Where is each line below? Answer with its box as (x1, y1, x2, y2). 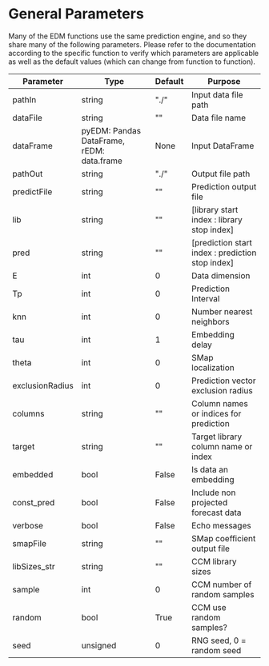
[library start (191, 204, 239, 215)
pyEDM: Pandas (81, 125, 142, 136)
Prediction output (191, 181, 257, 192)
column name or (191, 441, 253, 452)
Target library (191, 431, 243, 442)
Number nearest (191, 305, 253, 317)
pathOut (12, 168, 43, 179)
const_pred (12, 497, 55, 508)
